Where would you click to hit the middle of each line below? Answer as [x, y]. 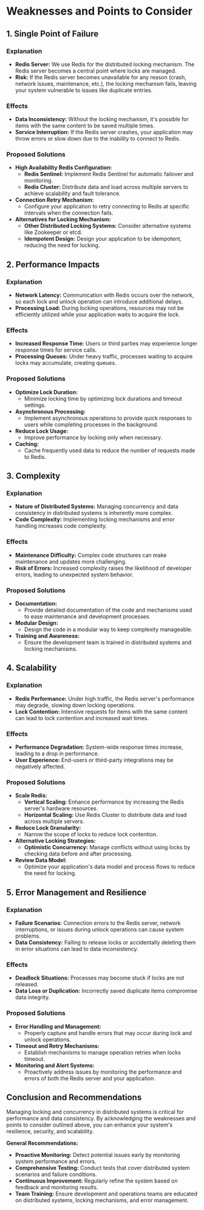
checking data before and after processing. [78, 854]
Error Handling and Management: [58, 1026]
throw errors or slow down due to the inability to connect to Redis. [98, 139]
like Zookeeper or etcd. [53, 232]
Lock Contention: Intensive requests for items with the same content [101, 712]
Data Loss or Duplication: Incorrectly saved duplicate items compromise [106, 991]
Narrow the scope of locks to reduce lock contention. [91, 834]
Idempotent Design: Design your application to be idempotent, [103, 239]
